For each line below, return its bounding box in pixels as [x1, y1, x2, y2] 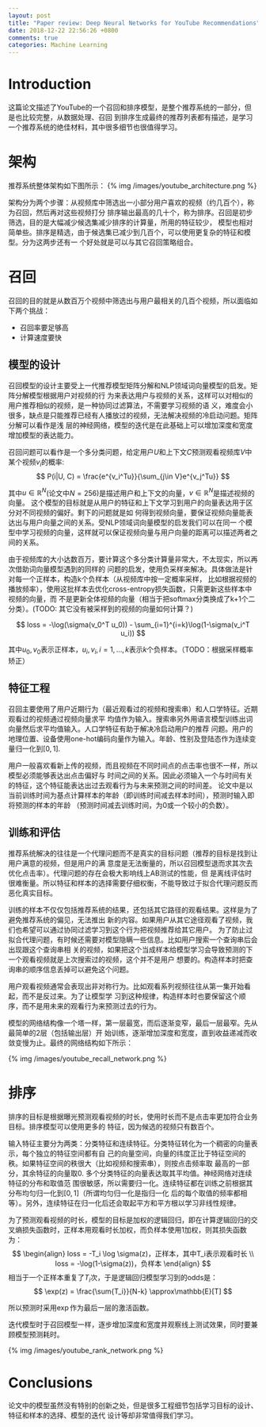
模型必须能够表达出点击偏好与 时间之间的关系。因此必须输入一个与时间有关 [8, 771, 253, 780]
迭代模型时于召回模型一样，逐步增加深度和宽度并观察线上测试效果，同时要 [8, 1320, 251, 1329]
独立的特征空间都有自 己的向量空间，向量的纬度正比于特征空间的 [35, 1148, 246, 1158]
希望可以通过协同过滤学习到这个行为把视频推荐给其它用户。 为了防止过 [21, 925, 253, 934]
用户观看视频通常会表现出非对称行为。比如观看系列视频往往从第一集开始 [8, 981, 244, 990]
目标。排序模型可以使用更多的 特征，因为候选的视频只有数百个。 [8, 1121, 218, 1131]
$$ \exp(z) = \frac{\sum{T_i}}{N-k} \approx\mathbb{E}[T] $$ [33, 1287, 233, 1296]
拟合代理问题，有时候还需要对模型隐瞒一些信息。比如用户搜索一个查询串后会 [8, 934, 258, 944]
